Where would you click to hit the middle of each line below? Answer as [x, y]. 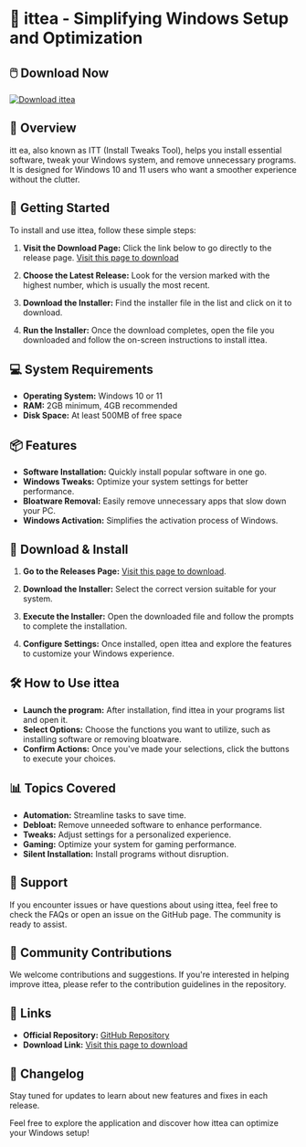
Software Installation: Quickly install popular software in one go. [145, 472]
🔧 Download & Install [69, 549]
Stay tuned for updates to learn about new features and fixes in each [139, 1095]
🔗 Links [31, 1013]
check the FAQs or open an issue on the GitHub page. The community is [145, 914]
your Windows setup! [49, 1132]
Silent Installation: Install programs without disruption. [126, 854]
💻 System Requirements [81, 370]
